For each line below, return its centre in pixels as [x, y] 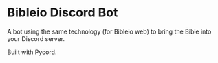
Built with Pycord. [32, 52]
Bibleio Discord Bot [63, 13]
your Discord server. [36, 38]
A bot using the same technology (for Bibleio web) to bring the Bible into [109, 32]
